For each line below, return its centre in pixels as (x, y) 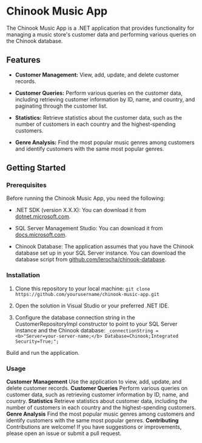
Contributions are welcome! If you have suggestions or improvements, (94, 427)
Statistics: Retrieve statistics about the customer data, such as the (98, 117)
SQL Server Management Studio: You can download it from (89, 228)
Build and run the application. (43, 352)
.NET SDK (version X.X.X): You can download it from (81, 210)
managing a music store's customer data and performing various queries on (101, 34)
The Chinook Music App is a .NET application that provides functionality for (100, 28)
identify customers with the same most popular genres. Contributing (93, 421)
